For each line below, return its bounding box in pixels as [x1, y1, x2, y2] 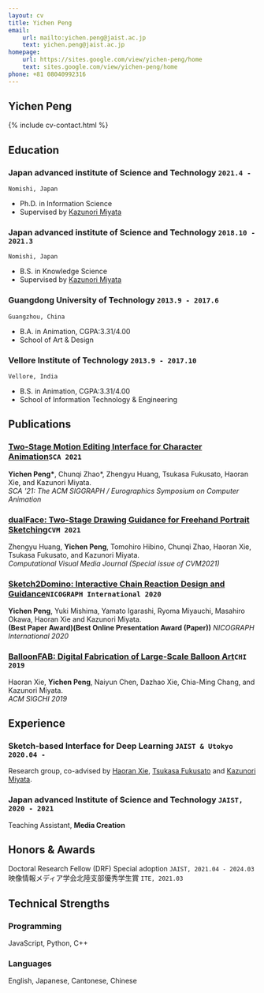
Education [8, 143, 60, 156]
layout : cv [8, 11, 44, 20]
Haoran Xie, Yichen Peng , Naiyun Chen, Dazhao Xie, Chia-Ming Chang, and [8, 677, 255, 686]
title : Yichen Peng [8, 19, 73, 27]
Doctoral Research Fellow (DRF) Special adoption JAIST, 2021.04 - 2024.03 [8, 864, 255, 874]
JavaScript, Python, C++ [8, 938, 88, 948]
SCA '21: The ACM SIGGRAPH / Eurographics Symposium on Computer [8, 486, 240, 495]
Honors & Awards [8, 843, 96, 856]
